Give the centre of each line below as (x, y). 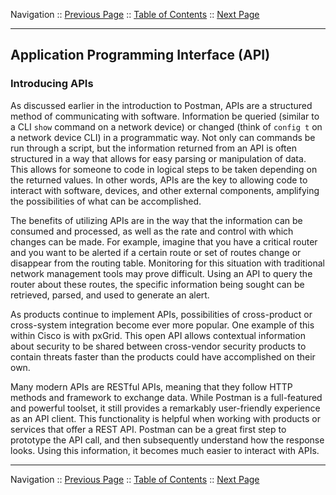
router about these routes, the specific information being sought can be (157, 284)
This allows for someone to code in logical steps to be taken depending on (164, 169)
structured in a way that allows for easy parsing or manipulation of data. (158, 158)
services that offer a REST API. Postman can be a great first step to (148, 429)
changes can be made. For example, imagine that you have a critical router (164, 241)
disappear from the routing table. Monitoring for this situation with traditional (167, 263)
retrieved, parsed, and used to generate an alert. (110, 295)
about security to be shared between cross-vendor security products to (158, 346)
